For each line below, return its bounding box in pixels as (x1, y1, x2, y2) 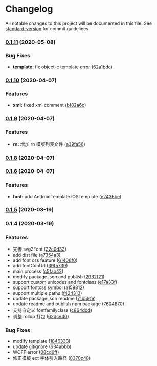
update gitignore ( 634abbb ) (12, 343, 72, 350)
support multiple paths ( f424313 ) (12, 290, 82, 296)
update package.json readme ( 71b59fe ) (12, 295, 96, 301)
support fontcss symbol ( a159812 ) (12, 284, 84, 291)
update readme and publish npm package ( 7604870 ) (12, 301, 124, 307)
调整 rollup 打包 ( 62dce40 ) (12, 313, 69, 319)
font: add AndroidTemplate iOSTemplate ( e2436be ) (12, 193, 122, 199)
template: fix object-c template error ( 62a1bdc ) (12, 64, 113, 70)
